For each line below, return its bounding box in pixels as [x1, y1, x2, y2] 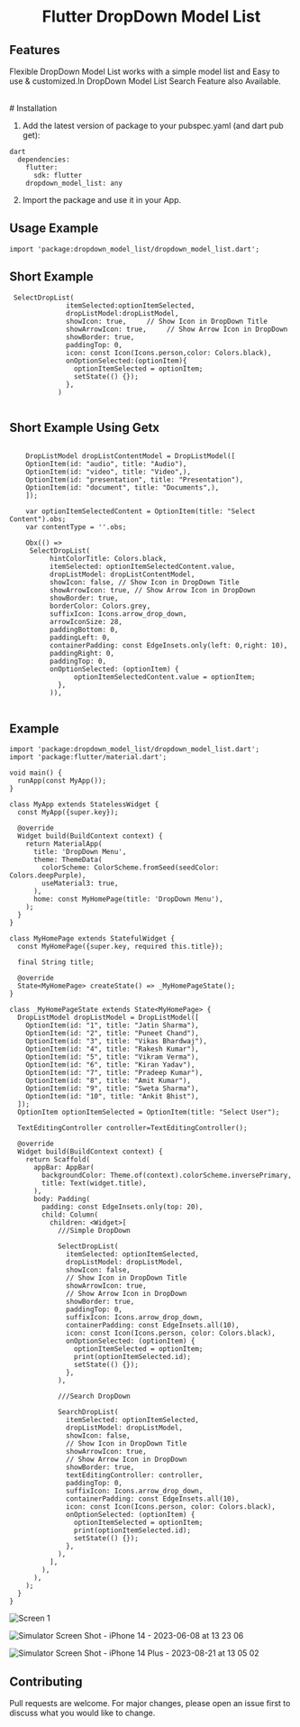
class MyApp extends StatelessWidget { [9, 800, 159, 809]
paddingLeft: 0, [49, 633, 111, 642]
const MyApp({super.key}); [17, 808, 119, 817]
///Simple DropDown [57, 1226, 131, 1236]
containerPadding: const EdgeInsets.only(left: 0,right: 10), [49, 641, 288, 650]
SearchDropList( [57, 1408, 119, 1417]
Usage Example [9, 221, 99, 236]
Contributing [9, 1674, 83, 1689]
